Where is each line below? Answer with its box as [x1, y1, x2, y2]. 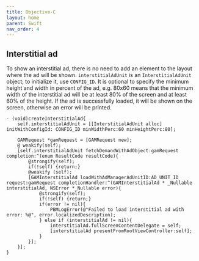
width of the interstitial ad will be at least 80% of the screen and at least [6, 91, 187, 98]
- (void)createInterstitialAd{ [6, 116, 86, 122]
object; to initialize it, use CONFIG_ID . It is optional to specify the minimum [6, 78, 189, 86]
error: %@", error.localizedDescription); [6, 212, 116, 218]
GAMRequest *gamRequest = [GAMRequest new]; [17, 137, 132, 144]
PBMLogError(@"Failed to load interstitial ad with [49, 207, 184, 213]
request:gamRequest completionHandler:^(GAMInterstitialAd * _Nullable [6, 180, 192, 186]
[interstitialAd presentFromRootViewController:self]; [49, 228, 192, 234]
